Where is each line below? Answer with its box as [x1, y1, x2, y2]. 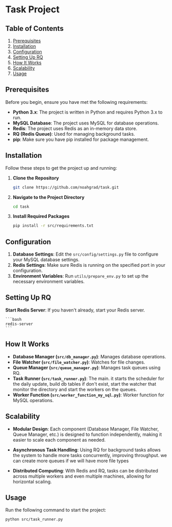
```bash [5, 317, 22, 322]
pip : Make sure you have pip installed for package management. [12, 136, 149, 142]
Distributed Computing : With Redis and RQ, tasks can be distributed [12, 467, 158, 474]
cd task [12, 204, 29, 209]
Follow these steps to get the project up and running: [5, 165, 117, 171]
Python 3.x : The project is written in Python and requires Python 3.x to [12, 109, 163, 115]
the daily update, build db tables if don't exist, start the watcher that [12, 380, 157, 387]
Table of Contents [5, 24, 64, 33]
